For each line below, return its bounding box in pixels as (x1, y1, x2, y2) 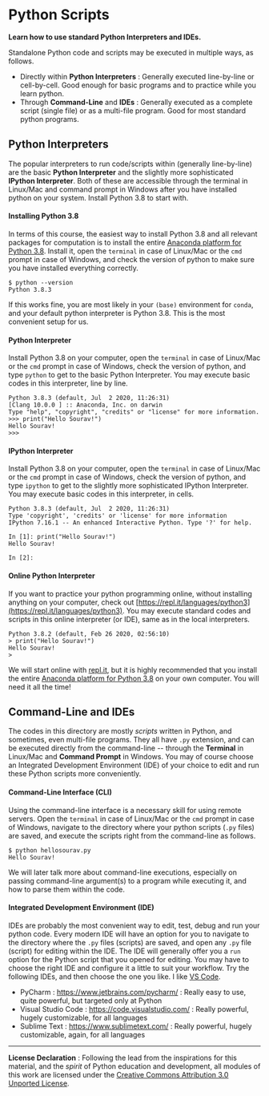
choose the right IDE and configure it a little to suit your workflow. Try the (8, 963, 250, 973)
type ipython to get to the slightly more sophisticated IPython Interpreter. (8, 481, 249, 491)
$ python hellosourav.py (8, 846, 91, 855)
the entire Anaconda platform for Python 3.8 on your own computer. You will (8, 673, 259, 683)
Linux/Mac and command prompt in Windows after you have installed (8, 184, 238, 194)
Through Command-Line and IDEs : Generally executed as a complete (19, 97, 253, 107)
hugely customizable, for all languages (19, 1013, 148, 1022)
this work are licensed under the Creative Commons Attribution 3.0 (8, 1070, 229, 1079)
